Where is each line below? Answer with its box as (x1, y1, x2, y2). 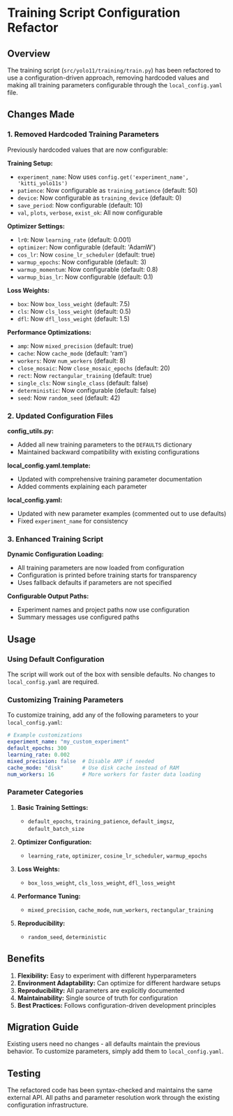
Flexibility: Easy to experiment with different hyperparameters (17, 971, 197, 980)
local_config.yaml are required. (7, 677, 99, 686)
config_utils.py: (7, 426, 54, 435)
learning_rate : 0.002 (7, 751, 70, 758)
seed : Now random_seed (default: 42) (17, 393, 121, 402)
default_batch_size (27, 825, 85, 832)
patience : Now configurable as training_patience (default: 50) (17, 186, 198, 194)
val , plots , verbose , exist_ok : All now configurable (17, 208, 163, 217)
